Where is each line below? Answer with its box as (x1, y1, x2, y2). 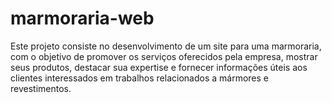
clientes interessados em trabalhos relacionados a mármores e (10, 72, 270, 84)
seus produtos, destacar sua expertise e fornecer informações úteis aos (10, 61, 308, 73)
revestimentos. (10, 82, 72, 94)
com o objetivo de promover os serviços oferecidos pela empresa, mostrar (10, 50, 318, 62)
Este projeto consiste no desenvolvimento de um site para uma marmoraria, (10, 40, 322, 52)
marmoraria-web (10, 7, 155, 30)
